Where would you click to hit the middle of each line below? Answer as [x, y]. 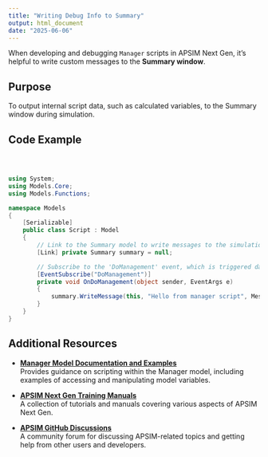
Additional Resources [63, 344]
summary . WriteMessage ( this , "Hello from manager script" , [149, 297]
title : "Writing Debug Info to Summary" [77, 16]
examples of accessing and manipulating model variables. [115, 380]
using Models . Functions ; [49, 193]
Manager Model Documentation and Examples [98, 363]
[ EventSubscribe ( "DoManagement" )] [94, 274]
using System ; [32, 179]
